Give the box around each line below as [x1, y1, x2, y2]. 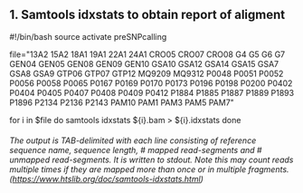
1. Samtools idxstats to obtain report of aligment [9, 7, 286, 23]
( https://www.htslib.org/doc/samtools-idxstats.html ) [9, 174, 204, 185]
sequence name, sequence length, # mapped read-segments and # [9, 145, 262, 156]
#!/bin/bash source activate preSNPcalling [9, 31, 167, 42]
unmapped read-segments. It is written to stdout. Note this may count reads [9, 154, 294, 166]
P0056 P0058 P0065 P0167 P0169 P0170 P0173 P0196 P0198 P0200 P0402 [9, 77, 293, 89]
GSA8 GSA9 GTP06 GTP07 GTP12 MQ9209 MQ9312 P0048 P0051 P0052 [9, 68, 284, 79]
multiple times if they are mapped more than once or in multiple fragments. [9, 164, 289, 175]
